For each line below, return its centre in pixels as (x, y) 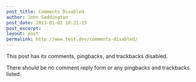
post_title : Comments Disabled (45, 12)
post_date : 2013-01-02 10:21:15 (46, 23)
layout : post (22, 34)
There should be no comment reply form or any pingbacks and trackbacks (98, 68)
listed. (14, 74)
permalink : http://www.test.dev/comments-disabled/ (72, 39)
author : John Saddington (37, 17)
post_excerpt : (24, 28)
